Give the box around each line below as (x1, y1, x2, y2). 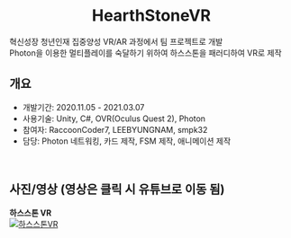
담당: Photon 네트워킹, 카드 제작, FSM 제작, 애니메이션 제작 (22, 136, 232, 146)
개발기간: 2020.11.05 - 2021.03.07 (22, 101, 145, 112)
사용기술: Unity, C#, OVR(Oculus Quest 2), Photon (22, 113, 205, 124)
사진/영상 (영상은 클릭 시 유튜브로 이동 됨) (9, 181, 225, 198)
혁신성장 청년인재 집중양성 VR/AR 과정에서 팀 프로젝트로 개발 (9, 36, 223, 47)
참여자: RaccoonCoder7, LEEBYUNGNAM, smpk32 (22, 124, 208, 135)
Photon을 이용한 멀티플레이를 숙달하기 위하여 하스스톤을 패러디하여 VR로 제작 (9, 47, 282, 58)
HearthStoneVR (91, 5, 212, 26)
